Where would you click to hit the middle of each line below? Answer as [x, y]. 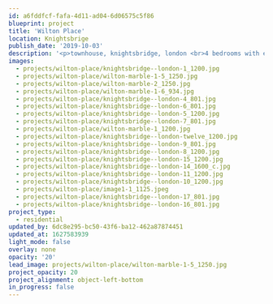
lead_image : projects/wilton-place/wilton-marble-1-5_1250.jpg [118, 264]
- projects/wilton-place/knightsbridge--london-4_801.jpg [116, 99]
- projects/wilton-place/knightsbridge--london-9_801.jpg [116, 144]
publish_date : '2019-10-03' [56, 46]
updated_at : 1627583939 [49, 235]
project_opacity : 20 [43, 272]
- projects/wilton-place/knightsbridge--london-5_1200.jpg [118, 114]
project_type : [32, 212]
